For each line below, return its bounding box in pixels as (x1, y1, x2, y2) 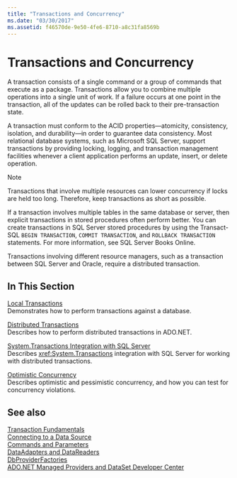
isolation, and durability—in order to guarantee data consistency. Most (7, 129, 212, 138)
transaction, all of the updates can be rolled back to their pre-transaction (7, 100, 219, 109)
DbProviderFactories (7, 455, 68, 464)
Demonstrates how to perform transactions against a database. (7, 307, 192, 315)
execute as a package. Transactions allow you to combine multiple (7, 85, 202, 94)
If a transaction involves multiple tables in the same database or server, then (7, 208, 230, 217)
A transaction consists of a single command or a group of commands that (7, 77, 221, 86)
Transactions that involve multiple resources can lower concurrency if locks (7, 187, 228, 195)
